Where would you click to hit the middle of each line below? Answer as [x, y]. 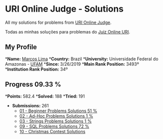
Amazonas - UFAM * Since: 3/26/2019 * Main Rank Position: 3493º [72, 64]
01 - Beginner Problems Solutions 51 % [58, 111]
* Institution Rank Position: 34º [36, 69]
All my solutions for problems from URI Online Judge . [58, 22]
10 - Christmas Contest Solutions [52, 131]
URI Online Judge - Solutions [64, 9]
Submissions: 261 [30, 105]
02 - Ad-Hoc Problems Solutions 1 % [56, 116]
